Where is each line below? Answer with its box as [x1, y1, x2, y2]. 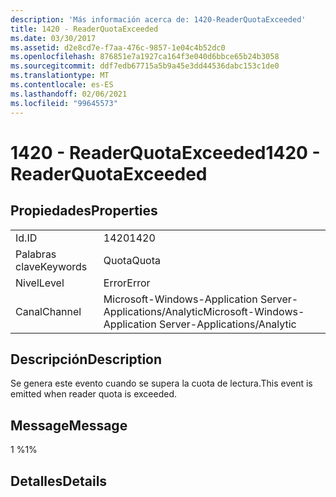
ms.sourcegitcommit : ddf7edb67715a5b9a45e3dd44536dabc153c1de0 [10, 61, 280, 71]
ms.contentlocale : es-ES [10, 80, 114, 90]
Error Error [103, 276, 151, 290]
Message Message [10, 417, 128, 434]
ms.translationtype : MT [10, 71, 110, 81]
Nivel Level [15, 276, 65, 290]
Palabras [15, 247, 57, 261]
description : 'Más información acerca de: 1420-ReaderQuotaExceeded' [10, 14, 307, 25]
